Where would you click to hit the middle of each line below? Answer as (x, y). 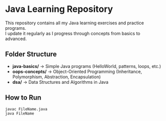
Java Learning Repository (59, 9)
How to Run (23, 98)
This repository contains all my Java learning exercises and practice (75, 23)
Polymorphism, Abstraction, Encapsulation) (56, 77)
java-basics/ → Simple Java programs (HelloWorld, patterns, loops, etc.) (86, 66)
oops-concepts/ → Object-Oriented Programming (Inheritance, (77, 71)
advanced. (16, 39)
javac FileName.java (27, 109)
